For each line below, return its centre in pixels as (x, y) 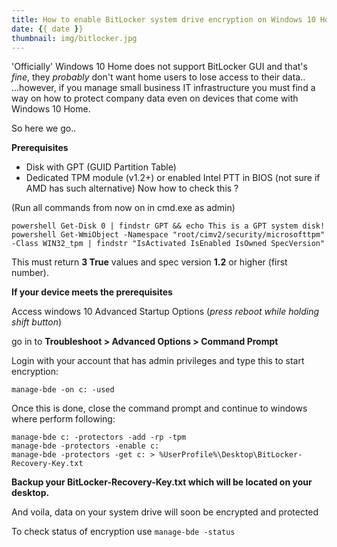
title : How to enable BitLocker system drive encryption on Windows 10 (163, 19)
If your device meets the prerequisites (92, 292)
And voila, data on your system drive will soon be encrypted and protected (165, 512)
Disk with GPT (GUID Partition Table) (101, 167)
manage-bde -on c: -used (63, 390)
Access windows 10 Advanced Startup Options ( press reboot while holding (165, 312)
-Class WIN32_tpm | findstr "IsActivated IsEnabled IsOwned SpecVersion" (168, 244)
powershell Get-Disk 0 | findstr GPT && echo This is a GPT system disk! (168, 226)
